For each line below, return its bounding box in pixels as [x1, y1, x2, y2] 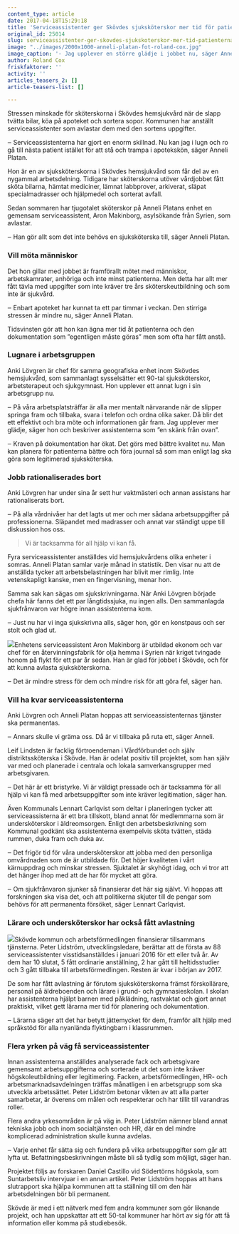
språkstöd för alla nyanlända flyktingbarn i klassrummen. [7, 1023, 174, 1031]
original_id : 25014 [7, 30, 65, 38]
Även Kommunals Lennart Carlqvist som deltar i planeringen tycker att [7, 804, 213, 813]
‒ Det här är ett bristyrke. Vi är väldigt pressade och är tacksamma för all [7, 782, 221, 792]
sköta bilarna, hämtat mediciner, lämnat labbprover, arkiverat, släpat [7, 183, 206, 191]
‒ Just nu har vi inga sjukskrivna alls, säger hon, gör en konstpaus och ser [7, 618, 225, 627]
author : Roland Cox [7, 57, 65, 64]
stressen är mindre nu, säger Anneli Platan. [7, 311, 134, 320]
